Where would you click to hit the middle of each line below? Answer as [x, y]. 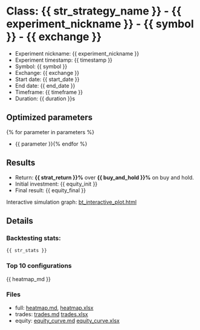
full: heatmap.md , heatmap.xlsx [54, 308]
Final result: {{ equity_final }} [50, 190]
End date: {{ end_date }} [45, 85]
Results [21, 163]
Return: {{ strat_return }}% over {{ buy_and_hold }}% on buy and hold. [105, 177]
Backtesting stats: [34, 238]
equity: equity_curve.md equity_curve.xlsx [67, 320]
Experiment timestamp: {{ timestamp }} [64, 60]
